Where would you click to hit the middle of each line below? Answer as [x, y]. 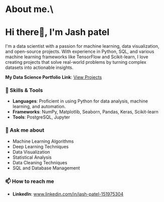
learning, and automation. [39, 107]
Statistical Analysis [32, 157]
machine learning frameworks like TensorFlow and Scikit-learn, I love [77, 57]
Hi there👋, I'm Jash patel [57, 32]
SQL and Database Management [46, 168]
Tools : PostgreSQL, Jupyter [41, 117]
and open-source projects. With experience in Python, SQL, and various [80, 52]
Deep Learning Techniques [40, 146]
